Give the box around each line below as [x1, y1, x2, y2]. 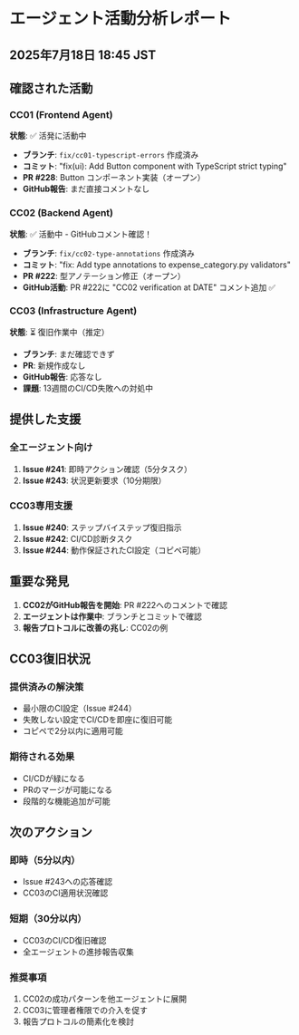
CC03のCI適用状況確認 [22, 887, 109, 898]
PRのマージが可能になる [22, 784, 113, 795]
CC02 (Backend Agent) [9, 207, 114, 219]
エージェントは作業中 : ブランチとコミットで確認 [22, 611, 202, 622]
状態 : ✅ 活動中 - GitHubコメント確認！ [9, 228, 152, 239]
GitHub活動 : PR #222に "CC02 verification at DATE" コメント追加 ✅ [22, 282, 276, 293]
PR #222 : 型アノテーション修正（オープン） [22, 270, 186, 281]
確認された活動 [9, 81, 93, 96]
